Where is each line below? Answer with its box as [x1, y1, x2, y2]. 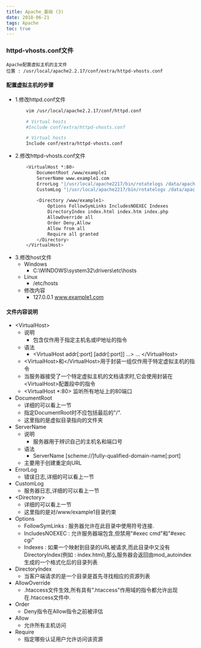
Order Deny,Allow [47, 220, 91, 226]
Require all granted [47, 231, 99, 237]
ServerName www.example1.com [37, 175, 110, 181]
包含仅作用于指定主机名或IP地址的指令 [32, 337, 128, 344]
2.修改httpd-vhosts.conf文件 [14, 152, 86, 160]
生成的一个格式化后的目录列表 [23, 559, 98, 566]
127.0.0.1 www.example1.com [32, 293, 104, 301]
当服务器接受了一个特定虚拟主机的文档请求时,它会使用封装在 [23, 373, 173, 380]
